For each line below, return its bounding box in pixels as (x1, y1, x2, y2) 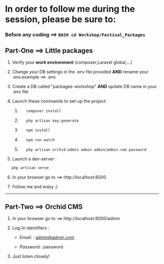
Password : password (19, 244, 63, 250)
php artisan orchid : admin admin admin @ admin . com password (26, 147, 146, 152)
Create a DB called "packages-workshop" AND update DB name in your (12, 83, 157, 89)
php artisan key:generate (26, 118, 79, 123)
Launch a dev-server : (12, 156, 57, 162)
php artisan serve (11, 165, 49, 171)
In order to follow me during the (5, 3, 135, 15)
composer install (26, 109, 61, 113)
